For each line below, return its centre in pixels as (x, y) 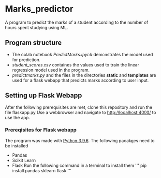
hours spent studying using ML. (37, 27)
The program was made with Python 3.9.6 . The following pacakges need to (80, 140)
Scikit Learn (24, 160)
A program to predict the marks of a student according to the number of (77, 22)
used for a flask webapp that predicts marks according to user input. (80, 80)
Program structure (33, 43)
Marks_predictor (39, 9)
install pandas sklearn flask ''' (42, 170)
